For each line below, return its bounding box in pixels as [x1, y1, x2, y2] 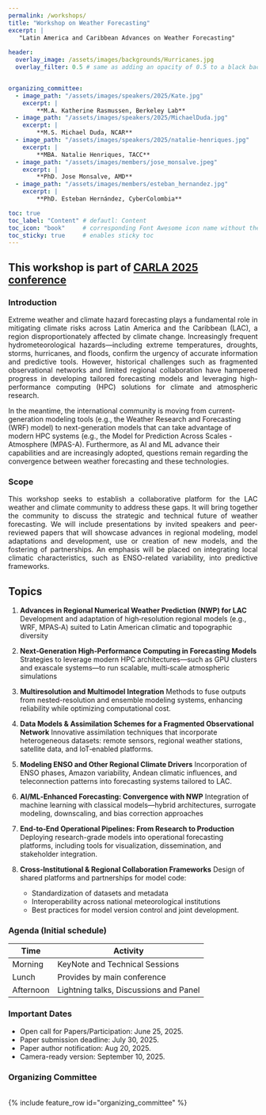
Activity [113, 945, 144, 957]
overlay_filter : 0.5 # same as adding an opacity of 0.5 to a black [15, 63, 246, 71]
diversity [19, 631, 49, 640]
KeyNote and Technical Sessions [57, 959, 180, 970]
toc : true [8, 209, 41, 217]
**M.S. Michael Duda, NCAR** [36, 128, 133, 137]
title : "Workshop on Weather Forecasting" [8, 19, 150, 27]
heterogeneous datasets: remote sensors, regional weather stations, [19, 736, 243, 746]
